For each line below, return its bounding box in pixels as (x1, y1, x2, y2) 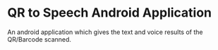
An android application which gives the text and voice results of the (7, 28, 203, 36)
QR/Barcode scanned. (7, 35, 72, 43)
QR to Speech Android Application (7, 5, 212, 21)
